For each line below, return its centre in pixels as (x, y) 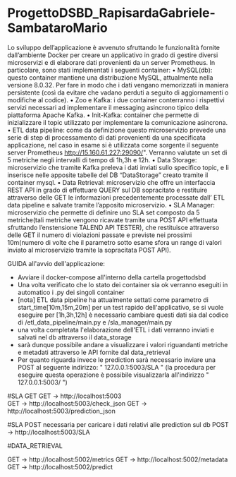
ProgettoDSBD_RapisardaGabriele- (112, 13)
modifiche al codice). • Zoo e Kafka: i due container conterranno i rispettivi (116, 99)
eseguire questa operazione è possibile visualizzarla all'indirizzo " (113, 375)
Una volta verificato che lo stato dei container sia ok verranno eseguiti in (123, 284)
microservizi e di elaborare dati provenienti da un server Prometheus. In (111, 62)
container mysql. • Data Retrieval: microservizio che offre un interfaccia (111, 182)
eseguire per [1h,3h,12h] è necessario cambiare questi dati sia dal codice (123, 315)
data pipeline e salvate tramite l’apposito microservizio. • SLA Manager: (111, 205)
